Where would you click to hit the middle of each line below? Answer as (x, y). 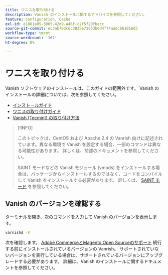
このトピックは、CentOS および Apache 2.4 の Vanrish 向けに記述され (90, 138)
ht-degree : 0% (20, 43)
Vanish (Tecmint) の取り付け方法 (46, 117)
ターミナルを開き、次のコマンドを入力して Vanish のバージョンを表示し (79, 217)
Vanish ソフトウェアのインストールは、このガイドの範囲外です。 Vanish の (82, 88)
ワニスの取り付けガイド (37, 111)
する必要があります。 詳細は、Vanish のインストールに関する (81, 261)
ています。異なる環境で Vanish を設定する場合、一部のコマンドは (85, 144)
